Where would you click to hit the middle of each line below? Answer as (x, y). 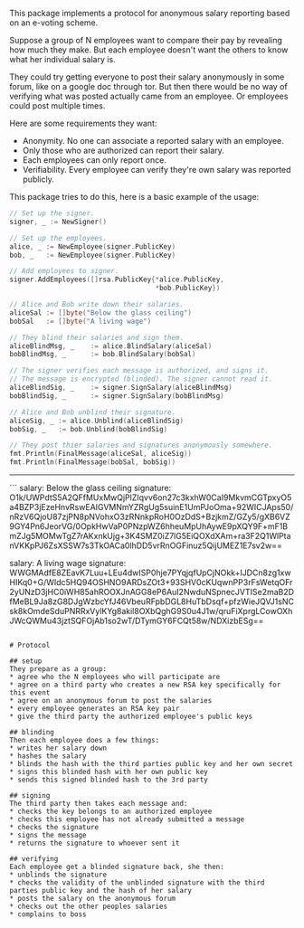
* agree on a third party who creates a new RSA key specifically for (145, 685)
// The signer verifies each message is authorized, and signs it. (139, 371)
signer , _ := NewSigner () (58, 222)
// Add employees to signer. (64, 271)
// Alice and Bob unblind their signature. (93, 412)
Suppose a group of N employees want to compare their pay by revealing (146, 40)
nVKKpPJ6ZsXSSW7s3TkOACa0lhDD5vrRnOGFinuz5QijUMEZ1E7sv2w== (146, 545)
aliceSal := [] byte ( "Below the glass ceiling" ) (101, 312)
